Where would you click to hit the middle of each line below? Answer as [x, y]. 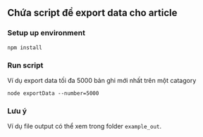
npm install [25, 47]
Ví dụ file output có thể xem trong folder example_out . [85, 126]
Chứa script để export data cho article [92, 13]
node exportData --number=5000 [53, 93]
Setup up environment [47, 33]
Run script [25, 65]
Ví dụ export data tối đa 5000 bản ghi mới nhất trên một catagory [102, 80]
